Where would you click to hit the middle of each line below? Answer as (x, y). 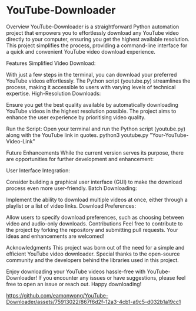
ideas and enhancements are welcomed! (55, 236)
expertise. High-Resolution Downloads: (54, 93)
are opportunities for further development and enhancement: (80, 159)
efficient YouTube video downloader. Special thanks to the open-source (93, 254)
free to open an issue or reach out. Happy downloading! (74, 284)
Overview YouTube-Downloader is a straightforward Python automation (93, 27)
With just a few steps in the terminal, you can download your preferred (92, 74)
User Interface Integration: (38, 170)
